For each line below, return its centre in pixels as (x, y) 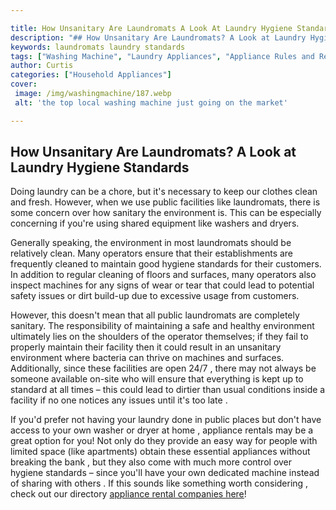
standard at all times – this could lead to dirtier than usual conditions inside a (168, 390)
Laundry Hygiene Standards (100, 167)
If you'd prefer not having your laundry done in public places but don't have (166, 420)
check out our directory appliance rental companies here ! (128, 494)
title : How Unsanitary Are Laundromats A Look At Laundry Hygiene (151, 28)
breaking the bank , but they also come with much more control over (151, 462)
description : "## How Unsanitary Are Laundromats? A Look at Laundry (158, 37)
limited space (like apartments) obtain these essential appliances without (160, 452)
